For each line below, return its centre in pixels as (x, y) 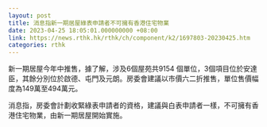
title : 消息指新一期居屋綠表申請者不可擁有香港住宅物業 (89, 23)
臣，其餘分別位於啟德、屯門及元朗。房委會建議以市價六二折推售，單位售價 (130, 79)
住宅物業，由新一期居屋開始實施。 (71, 115)
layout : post (30, 15)
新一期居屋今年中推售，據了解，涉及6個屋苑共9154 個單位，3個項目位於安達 (133, 69)
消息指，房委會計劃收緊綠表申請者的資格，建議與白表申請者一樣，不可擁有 (130, 106)
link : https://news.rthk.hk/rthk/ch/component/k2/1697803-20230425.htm (129, 38)
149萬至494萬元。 (52, 89)
